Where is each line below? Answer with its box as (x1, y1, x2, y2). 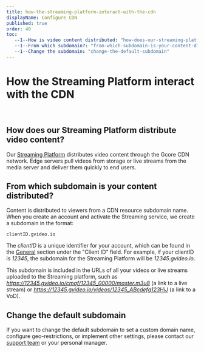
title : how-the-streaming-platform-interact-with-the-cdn (6, 8, 156, 15)
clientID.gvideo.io (6, 231, 56, 237)
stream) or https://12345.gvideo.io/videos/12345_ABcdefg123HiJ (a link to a (6, 286, 196, 293)
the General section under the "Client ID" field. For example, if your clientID (6, 248, 194, 256)
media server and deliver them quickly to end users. (6, 163, 137, 171)
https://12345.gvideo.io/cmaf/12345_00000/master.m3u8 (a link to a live (6, 280, 188, 287)
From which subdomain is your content (6, 181, 157, 191)
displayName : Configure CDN (6, 15, 78, 21)
